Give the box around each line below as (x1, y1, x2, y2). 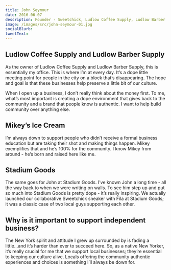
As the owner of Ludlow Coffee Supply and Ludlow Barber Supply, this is (5, 63, 158, 70)
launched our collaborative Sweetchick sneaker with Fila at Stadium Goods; (5, 195, 164, 202)
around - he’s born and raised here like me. (5, 151, 96, 157)
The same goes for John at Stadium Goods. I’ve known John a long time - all (5, 179, 166, 186)
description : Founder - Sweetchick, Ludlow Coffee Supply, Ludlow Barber (5, 17, 166, 22)
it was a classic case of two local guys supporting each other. (5, 201, 135, 207)
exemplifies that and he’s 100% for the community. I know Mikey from (5, 145, 152, 151)
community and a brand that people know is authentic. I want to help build (5, 101, 161, 107)
